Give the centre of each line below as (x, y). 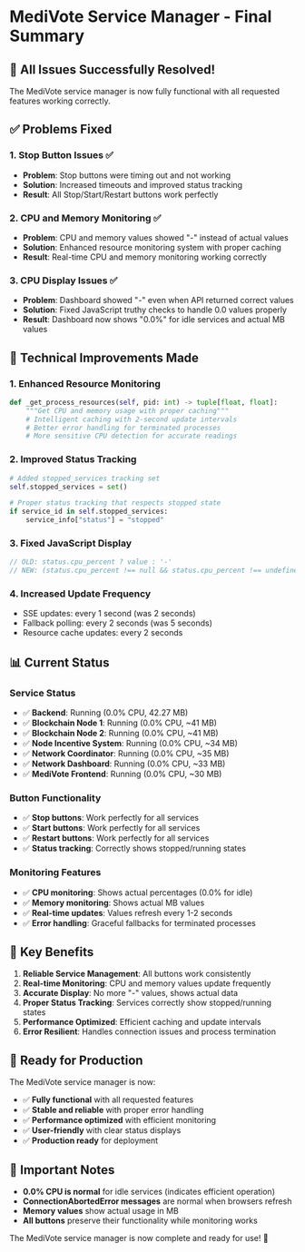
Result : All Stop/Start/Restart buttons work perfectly (120, 194)
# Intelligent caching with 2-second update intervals (132, 419)
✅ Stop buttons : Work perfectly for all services (111, 818)
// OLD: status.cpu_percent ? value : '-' (91, 562)
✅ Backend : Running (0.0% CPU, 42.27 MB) (105, 713)
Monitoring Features (55, 872)
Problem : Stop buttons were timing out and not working (127, 175)
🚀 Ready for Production (76, 1060)
